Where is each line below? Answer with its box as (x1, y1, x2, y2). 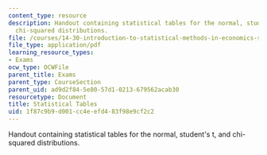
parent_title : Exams (8, 71, 77, 79)
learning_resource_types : (8, 48, 94, 56)
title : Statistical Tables (8, 100, 98, 108)
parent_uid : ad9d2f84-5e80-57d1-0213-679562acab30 (8, 85, 180, 94)
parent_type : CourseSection (8, 78, 102, 86)
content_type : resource (8, 11, 87, 20)
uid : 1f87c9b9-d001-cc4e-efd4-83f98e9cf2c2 (8, 108, 155, 116)
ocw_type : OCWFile (8, 64, 69, 72)
